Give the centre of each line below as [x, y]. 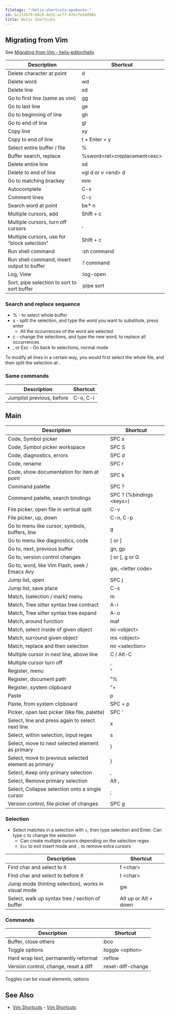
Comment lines [26, 197]
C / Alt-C [121, 654]
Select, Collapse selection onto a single [54, 789]
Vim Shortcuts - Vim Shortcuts [45, 1007]
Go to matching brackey [36, 181]
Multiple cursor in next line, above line [53, 654]
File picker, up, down [32, 518]
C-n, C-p [121, 518]
